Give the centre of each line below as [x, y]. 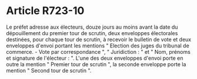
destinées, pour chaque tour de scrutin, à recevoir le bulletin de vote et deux [99, 39]
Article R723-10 [45, 11]
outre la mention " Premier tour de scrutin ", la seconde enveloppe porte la [96, 64]
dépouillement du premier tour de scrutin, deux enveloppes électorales [92, 33]
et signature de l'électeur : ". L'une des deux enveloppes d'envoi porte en [95, 58]
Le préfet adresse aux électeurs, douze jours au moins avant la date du [92, 27]
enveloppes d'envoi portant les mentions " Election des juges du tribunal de [98, 46]
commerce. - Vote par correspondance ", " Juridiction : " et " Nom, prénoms [98, 51]
